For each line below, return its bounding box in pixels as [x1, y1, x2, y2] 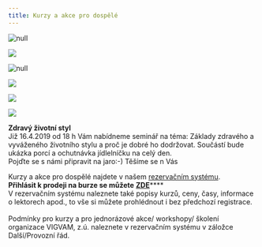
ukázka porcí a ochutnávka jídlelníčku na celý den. [8, 148, 172, 158]
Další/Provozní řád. [8, 230, 70, 240]
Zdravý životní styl [8, 123, 71, 133]
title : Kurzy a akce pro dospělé [8, 11, 118, 20]
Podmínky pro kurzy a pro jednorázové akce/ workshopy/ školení [8, 214, 219, 223]
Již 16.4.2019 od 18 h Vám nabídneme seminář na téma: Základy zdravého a [8, 131, 254, 140]
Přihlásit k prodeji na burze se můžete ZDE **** [8, 180, 164, 189]
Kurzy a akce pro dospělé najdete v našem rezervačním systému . [8, 171, 221, 182]
